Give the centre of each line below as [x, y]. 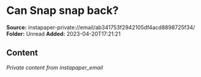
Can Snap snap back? [63, 11]
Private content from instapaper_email [55, 67]
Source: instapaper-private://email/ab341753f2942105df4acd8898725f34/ [101, 27]
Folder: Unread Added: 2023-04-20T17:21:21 [64, 33]
